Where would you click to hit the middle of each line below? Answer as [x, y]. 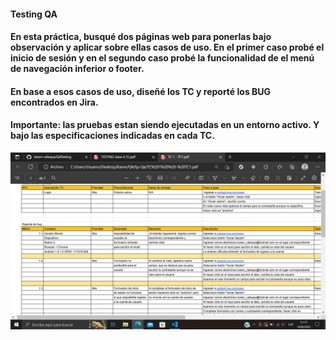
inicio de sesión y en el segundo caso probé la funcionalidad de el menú [162, 58]
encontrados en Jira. [54, 102]
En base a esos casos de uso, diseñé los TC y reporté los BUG [141, 91]
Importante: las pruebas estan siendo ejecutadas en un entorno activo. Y [165, 125]
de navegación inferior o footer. [77, 69]
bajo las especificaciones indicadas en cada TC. [112, 136]
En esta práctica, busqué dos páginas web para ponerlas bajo [141, 37]
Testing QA [34, 14]
